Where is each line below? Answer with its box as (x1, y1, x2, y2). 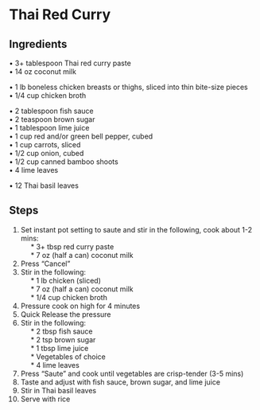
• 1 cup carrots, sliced (9, 140, 81, 149)
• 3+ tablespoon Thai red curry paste (9, 58, 132, 68)
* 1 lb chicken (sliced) (30, 275, 102, 285)
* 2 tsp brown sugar (30, 334, 96, 344)
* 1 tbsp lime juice (30, 343, 89, 353)
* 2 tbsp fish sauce (30, 326, 93, 336)
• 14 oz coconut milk (9, 67, 76, 76)
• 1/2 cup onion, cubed (9, 149, 84, 158)
